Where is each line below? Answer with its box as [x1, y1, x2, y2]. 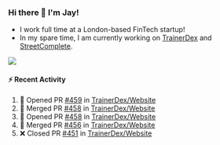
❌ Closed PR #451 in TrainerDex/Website [19, 129, 152, 138]
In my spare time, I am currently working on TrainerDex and [19, 33, 212, 42]
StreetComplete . [19, 42, 73, 51]
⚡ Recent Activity [8, 74, 66, 84]
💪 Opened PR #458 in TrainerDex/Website [19, 111, 156, 121]
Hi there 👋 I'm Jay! [8, 7, 80, 18]
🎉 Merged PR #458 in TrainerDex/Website [19, 103, 156, 113]
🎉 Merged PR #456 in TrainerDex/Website [19, 120, 156, 129]
